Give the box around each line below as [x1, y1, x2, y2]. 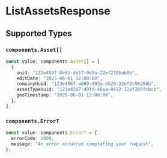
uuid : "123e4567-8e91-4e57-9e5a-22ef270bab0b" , [16, 69, 138, 76]
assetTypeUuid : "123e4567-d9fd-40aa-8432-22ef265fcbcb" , [16, 86, 162, 93]
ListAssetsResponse [5, 4, 111, 18]
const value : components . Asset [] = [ [5, 58, 100, 65]
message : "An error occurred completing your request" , [11, 141, 154, 147]
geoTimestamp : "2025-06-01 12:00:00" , [16, 92, 114, 98]
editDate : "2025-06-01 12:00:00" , [16, 75, 103, 81]
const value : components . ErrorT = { [5, 130, 97, 136]
